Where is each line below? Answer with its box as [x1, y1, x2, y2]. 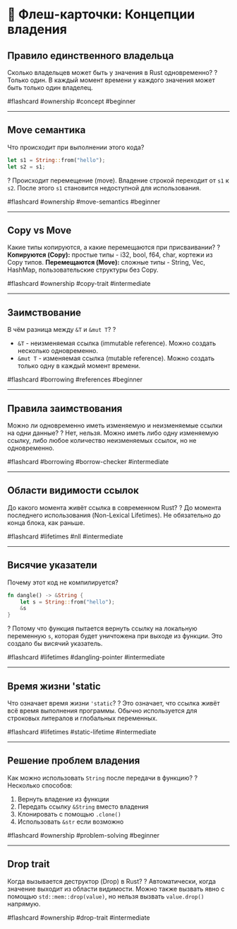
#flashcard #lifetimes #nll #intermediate [7, 532, 123, 541]
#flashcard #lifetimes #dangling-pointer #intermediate [7, 653, 165, 662]
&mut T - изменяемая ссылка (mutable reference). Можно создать [17, 354, 215, 363]
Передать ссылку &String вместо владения [17, 802, 149, 811]
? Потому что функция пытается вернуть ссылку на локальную [7, 624, 197, 633]
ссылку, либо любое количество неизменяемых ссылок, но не [7, 437, 197, 444]
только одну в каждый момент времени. [17, 362, 141, 370]
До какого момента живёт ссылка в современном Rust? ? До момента [7, 503, 222, 512]
